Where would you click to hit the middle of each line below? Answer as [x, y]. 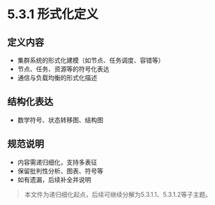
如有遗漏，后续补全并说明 [54, 179]
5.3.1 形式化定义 [53, 14]
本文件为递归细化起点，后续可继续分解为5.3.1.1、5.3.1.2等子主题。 [118, 194]
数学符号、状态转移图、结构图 [60, 120]
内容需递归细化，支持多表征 [57, 162]
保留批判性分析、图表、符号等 [60, 171]
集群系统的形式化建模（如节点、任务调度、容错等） [91, 60]
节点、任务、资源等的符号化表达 [63, 69]
